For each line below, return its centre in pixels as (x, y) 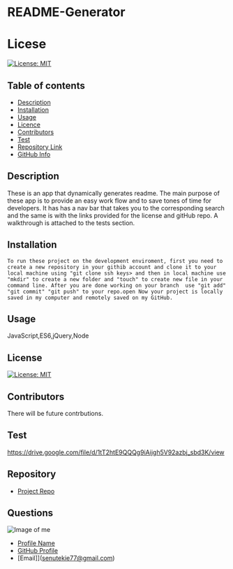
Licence (29, 124)
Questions (30, 513)
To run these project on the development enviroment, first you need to (115, 261)
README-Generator (66, 12)
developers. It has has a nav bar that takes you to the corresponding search (116, 208)
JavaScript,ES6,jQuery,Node (48, 336)
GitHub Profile (37, 551)
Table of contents (46, 86)
